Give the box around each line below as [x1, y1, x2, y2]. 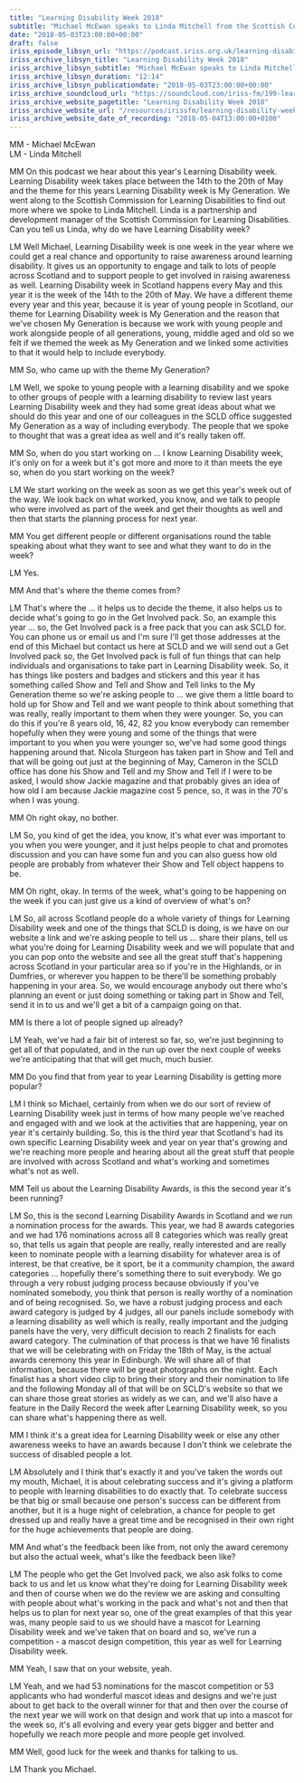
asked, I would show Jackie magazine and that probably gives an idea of [9, 775, 280, 787]
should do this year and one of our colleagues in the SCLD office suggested [9, 411, 292, 422]
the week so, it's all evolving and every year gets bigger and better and [9, 1720, 274, 1731]
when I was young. [9, 795, 80, 806]
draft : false [9, 38, 59, 48]
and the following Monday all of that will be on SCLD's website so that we [9, 1383, 283, 1394]
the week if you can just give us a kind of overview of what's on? [9, 896, 252, 906]
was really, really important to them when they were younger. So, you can [9, 708, 283, 719]
